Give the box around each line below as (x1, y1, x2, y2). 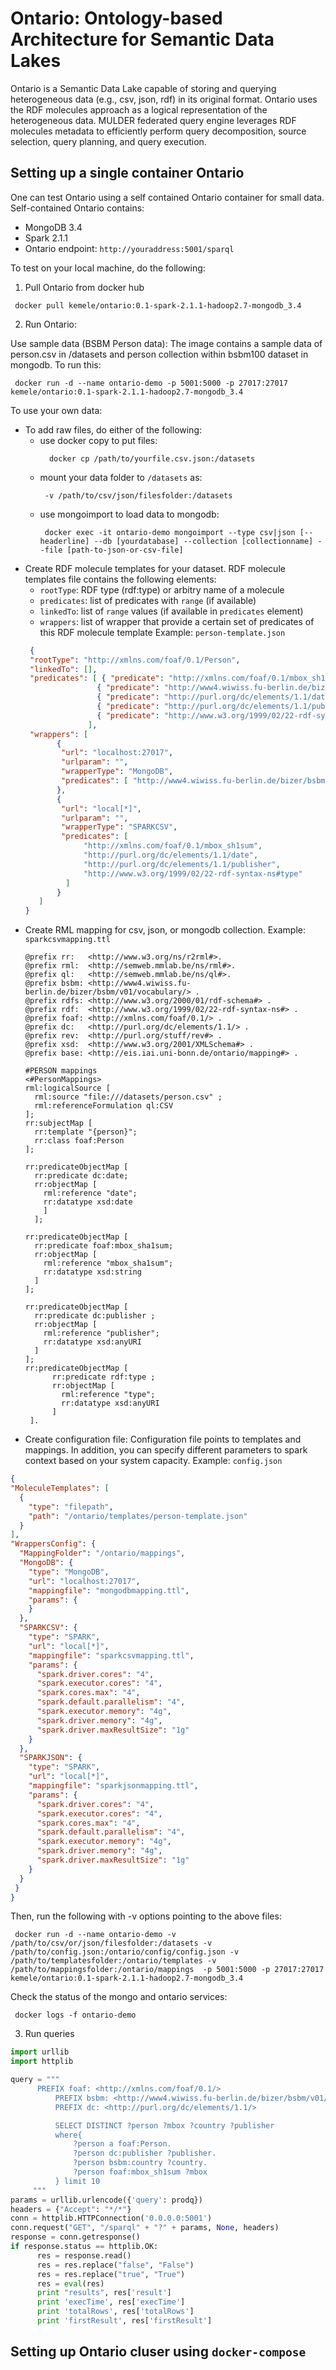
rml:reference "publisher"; (43, 1328, 160, 1339)
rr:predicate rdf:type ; (51, 1372, 156, 1382)
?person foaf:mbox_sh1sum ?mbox (73, 2167, 208, 2177)
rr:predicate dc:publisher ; (34, 1311, 156, 1321)
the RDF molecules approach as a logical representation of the (10, 103, 268, 116)
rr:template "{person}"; (34, 1127, 138, 1137)
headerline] (39, 536, 90, 546)
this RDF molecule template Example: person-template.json (39, 626, 286, 638)
